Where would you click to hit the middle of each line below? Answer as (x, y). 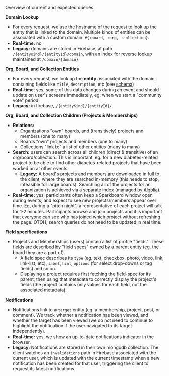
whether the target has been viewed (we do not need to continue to (82, 320)
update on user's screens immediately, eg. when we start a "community (87, 95)
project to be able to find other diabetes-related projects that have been (87, 163)
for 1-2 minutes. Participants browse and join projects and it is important (87, 211)
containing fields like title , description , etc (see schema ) (73, 84)
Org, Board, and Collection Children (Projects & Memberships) (72, 115)
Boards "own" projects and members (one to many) (74, 141)
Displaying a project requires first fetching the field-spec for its (86, 274)
